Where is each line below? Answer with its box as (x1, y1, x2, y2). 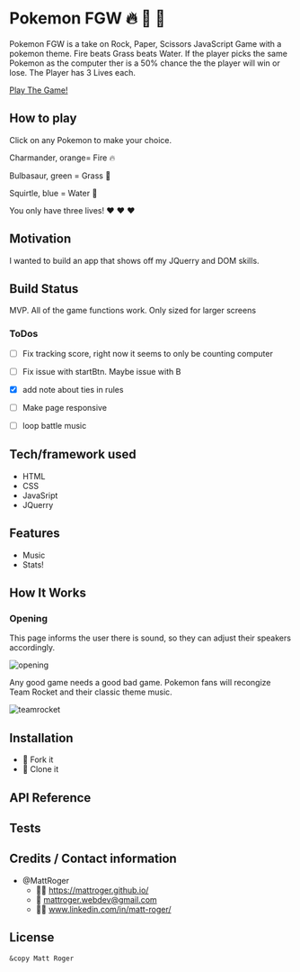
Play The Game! (9, 85, 68, 95)
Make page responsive (22, 402, 108, 413)
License (9, 930, 55, 945)
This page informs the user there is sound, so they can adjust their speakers (9, 632, 292, 643)
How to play (9, 111, 77, 126)
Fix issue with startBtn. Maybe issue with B (22, 366, 181, 377)
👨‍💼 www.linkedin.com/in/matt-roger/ (35, 904, 172, 914)
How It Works (9, 586, 87, 600)
